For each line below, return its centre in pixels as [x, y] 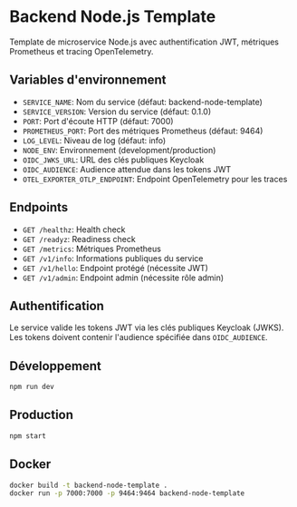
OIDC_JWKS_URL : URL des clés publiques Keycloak [113, 160]
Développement [56, 366]
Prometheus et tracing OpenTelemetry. [81, 51]
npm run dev [32, 387]
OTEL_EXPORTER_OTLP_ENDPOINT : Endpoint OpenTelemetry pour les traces [155, 179]
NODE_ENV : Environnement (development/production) [119, 150]
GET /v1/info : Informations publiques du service [113, 258]
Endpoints [39, 207]
